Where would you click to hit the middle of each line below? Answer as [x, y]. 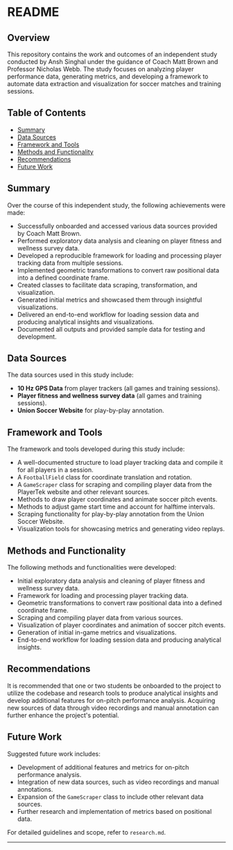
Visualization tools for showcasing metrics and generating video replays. [121, 529]
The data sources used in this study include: [70, 375]
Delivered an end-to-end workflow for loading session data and [108, 314]
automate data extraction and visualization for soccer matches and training [114, 84]
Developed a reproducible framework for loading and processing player [119, 255]
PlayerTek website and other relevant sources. [83, 492]
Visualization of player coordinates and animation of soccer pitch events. [121, 625]
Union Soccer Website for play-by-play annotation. [90, 411]
